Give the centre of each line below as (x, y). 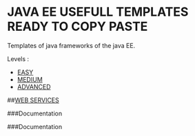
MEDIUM (30, 79)
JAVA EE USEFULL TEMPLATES (98, 12)
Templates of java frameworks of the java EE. (71, 45)
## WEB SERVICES (33, 100)
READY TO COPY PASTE (78, 26)
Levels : (18, 58)
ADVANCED (34, 87)
